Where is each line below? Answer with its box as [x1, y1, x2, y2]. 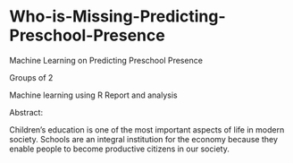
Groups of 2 [9, 72, 54, 82]
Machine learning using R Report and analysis [9, 90, 178, 100]
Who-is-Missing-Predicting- [9, 6, 226, 27]
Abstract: [9, 107, 43, 117]
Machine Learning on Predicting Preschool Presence [9, 55, 204, 65]
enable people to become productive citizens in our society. [9, 143, 230, 154]
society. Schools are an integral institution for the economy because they [9, 133, 279, 144]
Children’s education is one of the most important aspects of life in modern [9, 124, 285, 135]
